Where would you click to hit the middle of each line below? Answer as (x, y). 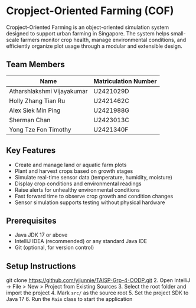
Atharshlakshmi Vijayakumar (48, 91)
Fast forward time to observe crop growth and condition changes (94, 196)
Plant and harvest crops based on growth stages (74, 171)
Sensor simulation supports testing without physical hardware (90, 202)
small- (178, 33)
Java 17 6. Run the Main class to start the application (69, 299)
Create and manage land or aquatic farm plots (71, 165)
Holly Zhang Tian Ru (37, 100)
